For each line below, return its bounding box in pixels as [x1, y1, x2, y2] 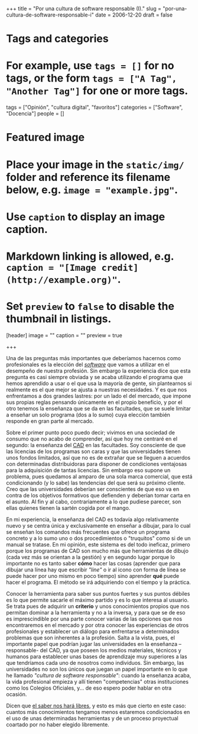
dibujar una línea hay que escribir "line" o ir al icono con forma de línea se [6, 566, 186, 573]
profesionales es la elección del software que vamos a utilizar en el [6, 361, 170, 368]
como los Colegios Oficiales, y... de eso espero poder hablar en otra [6, 684, 172, 691]
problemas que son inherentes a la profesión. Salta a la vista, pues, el [6, 634, 176, 641]
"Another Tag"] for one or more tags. [6, 84, 189, 98]
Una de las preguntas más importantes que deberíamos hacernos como [6, 354, 181, 361]
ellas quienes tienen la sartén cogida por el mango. [6, 504, 131, 511]
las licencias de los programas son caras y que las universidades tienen [6, 448, 181, 455]
